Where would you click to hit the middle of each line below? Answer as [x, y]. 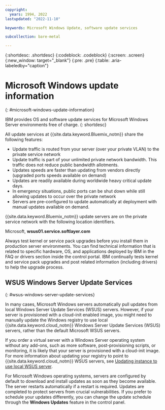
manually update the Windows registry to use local [57, 320]
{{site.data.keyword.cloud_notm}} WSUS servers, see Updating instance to [81, 361]
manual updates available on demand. [51, 207]
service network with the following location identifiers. [60, 222]
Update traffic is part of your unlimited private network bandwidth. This [84, 160]
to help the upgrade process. [34, 267]
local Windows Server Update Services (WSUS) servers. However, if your [80, 309]
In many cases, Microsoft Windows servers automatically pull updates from [82, 304]
